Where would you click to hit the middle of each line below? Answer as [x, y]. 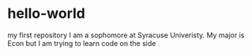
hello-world [47, 14]
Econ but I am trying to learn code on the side [82, 43]
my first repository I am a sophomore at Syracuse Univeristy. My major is [126, 35]
